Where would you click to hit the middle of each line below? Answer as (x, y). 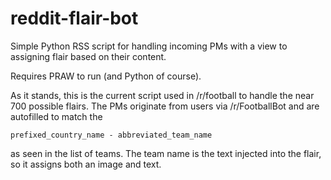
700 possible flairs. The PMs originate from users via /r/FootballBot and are (165, 106)
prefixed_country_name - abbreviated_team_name (111, 135)
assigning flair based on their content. (88, 56)
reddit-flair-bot (74, 18)
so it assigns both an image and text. (86, 164)
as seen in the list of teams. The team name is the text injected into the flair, (166, 153)
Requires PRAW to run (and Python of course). (106, 76)
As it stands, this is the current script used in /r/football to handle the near (162, 95)
